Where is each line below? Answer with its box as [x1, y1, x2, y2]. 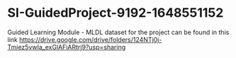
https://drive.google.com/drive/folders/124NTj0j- [18, 35, 162, 43]
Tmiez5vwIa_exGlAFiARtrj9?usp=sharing [7, 43, 126, 51]
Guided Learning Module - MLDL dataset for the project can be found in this [7, 28, 230, 36]
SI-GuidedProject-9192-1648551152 [7, 5, 224, 21]
